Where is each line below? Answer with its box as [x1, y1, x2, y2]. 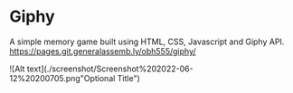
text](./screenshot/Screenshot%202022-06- [26, 63, 194, 74]
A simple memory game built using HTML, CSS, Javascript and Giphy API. [9, 36, 285, 47]
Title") [117, 72, 140, 83]
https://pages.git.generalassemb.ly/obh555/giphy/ [9, 45, 196, 56]
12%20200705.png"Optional [9, 72, 116, 83]
